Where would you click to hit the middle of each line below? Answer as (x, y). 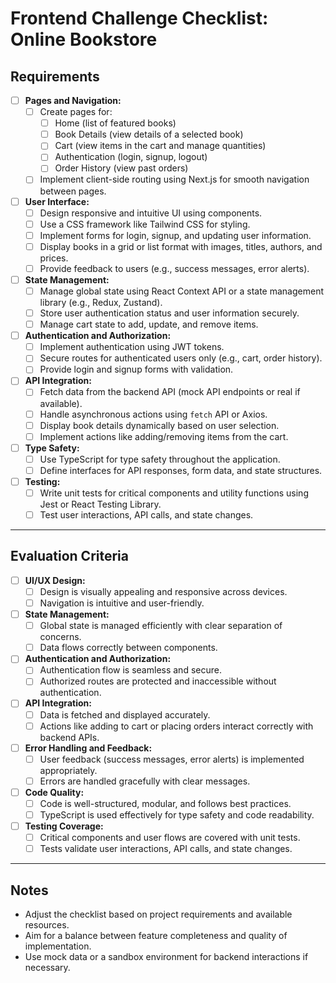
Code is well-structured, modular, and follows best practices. (165, 803)
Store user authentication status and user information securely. (169, 313)
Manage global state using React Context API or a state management (181, 291)
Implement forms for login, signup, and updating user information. (175, 235)
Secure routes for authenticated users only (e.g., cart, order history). (181, 358)
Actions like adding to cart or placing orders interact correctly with (176, 726)
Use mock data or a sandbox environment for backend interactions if (166, 956)
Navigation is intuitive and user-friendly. (122, 603)
